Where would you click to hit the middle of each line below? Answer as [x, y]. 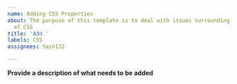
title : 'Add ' [28, 34]
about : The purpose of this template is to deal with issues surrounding [119, 20]
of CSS [23, 27]
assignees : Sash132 [36, 47]
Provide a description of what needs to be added [81, 73]
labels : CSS [25, 40]
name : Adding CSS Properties [50, 14]
